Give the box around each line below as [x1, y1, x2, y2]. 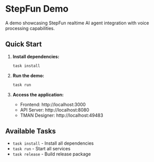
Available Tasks [5, 126, 56, 135]
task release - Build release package [12, 151, 91, 157]
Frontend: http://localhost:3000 [20, 101, 86, 107]
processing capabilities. [5, 25, 55, 31]
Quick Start [5, 40, 42, 49]
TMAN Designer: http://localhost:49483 [20, 112, 103, 118]
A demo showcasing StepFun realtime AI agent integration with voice [5, 20, 149, 26]
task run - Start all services [12, 146, 71, 152]
